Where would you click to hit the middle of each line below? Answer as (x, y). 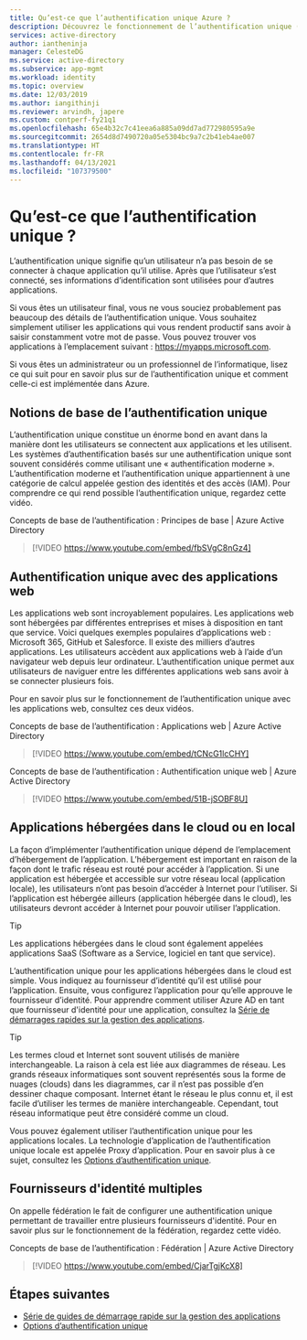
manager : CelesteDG (47, 52)
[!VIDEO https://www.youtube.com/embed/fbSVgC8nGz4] (141, 548)
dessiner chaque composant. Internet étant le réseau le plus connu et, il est (152, 1093)
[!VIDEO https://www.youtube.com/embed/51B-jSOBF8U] (140, 799)
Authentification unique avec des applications (144, 577)
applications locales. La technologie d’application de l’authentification (140, 1141)
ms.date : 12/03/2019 (49, 94)
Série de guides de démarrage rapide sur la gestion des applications (152, 1316)
